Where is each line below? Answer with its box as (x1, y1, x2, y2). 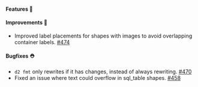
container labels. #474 (14, 38, 70, 45)
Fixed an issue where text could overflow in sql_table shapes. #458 (14, 74, 181, 81)
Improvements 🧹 (5, 19, 47, 26)
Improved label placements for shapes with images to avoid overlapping (14, 32, 193, 39)
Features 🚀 (5, 5, 34, 13)
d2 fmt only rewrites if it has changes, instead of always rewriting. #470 (14, 68, 192, 75)
